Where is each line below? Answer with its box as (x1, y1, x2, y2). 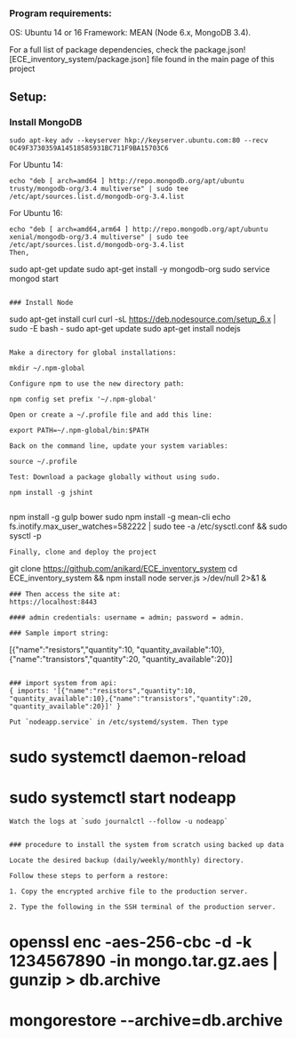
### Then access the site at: (9, 589, 122, 598)
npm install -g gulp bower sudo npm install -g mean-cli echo (9, 511, 231, 522)
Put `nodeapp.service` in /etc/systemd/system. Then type (9, 717, 228, 726)
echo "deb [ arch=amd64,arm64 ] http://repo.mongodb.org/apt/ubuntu (9, 225, 268, 234)
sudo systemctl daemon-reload (9, 747, 247, 767)
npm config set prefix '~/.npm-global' (9, 395, 157, 404)
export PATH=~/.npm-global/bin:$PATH (9, 426, 149, 435)
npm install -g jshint (9, 488, 93, 497)
